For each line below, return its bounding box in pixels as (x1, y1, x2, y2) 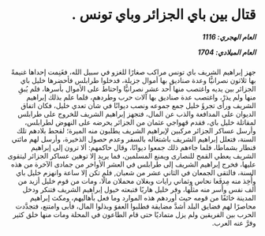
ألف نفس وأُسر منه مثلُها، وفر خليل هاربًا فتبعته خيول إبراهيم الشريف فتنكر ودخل (22, 185, 256, 194)
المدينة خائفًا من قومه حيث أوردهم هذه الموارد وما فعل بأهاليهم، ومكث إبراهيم (29, 193, 256, 203)
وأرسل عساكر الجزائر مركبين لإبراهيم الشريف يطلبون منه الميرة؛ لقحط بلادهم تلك (16, 126, 256, 136)
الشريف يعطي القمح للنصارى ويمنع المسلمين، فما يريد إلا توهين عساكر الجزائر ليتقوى (7, 152, 256, 161)
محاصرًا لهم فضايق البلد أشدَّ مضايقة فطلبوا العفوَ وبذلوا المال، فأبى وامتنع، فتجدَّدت (15, 201, 256, 211)
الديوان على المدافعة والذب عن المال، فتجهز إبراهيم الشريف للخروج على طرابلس (17, 109, 256, 119)
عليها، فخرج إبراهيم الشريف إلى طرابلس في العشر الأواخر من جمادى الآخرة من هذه (10, 159, 256, 169)
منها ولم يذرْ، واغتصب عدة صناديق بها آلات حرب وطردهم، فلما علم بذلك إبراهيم (26, 92, 256, 102)
